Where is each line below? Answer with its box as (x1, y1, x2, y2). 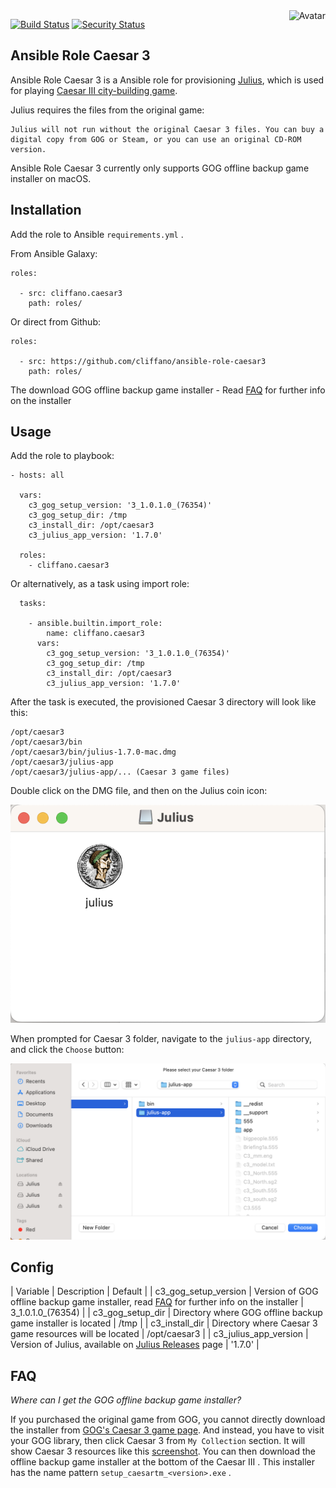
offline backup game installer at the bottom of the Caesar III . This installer (10, 1456, 316, 1468)
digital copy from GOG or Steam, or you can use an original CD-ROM (10, 134, 302, 144)
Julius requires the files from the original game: (10, 104, 205, 116)
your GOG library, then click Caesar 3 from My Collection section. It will (10, 1435, 306, 1447)
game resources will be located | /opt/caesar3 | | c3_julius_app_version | (10, 1328, 309, 1340)
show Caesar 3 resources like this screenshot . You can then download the (10, 1445, 316, 1458)
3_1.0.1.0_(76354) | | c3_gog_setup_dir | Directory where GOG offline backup (10, 1307, 323, 1319)
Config (10, 1259, 54, 1276)
